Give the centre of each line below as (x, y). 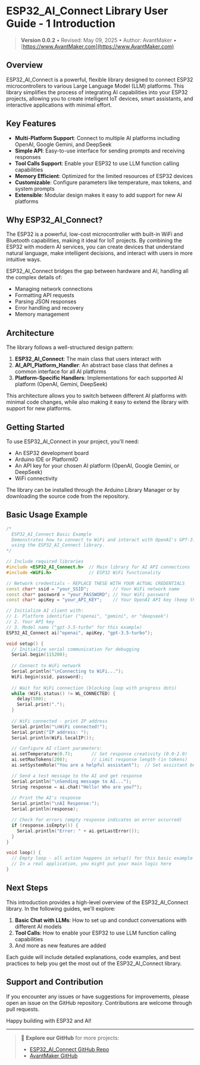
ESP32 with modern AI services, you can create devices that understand (95, 247)
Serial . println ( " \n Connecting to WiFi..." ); (68, 671)
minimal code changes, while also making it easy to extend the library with (97, 402)
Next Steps (27, 888)
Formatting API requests (44, 295)
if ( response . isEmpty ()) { (45, 825)
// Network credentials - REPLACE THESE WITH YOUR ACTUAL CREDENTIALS (96, 583)
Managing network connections (54, 289)
